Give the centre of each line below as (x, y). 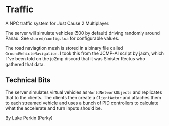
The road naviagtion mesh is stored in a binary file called (64, 48)
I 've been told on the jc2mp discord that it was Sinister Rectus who (75, 58)
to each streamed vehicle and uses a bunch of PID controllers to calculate (82, 103)
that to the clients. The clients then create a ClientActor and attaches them (83, 97)
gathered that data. (25, 64)
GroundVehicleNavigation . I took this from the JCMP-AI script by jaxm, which (84, 53)
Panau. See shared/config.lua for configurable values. (62, 38)
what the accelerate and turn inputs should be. (54, 108)
